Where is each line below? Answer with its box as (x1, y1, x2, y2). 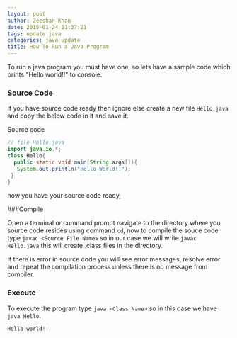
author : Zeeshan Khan (7, 17, 71, 24)
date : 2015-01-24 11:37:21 (7, 23, 87, 30)
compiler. (7, 270, 35, 278)
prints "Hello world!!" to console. (7, 70, 103, 79)
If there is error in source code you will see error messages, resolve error (7, 255, 221, 264)
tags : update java (7, 30, 62, 38)
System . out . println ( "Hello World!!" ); (16, 165, 132, 172)
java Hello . (7, 311, 41, 320)
